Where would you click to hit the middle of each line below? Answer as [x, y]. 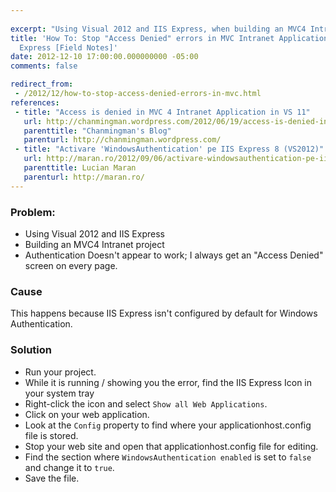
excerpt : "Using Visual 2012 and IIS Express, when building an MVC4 [158, 29]
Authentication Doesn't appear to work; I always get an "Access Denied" [174, 255]
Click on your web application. [87, 414]
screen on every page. [71, 265]
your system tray [59, 393]
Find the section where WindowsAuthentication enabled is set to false [168, 457]
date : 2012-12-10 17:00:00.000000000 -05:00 [104, 57]
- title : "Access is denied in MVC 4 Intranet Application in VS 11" [162, 112]
